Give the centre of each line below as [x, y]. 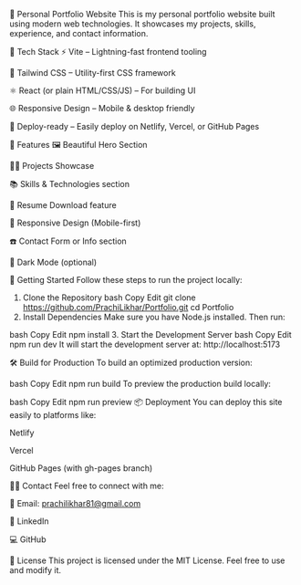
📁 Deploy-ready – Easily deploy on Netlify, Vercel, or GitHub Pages [135, 126]
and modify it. [36, 570]
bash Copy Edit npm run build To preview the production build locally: [140, 384]
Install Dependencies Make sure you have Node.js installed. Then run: [154, 317]
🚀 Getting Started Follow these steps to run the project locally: [126, 280]
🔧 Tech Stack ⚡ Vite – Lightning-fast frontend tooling [108, 52]
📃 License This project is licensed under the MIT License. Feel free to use [147, 560]
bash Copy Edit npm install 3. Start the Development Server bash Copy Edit [150, 334]
